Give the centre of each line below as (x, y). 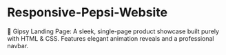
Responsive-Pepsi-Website (87, 13)
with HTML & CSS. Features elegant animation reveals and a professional (111, 38)
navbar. (18, 45)
